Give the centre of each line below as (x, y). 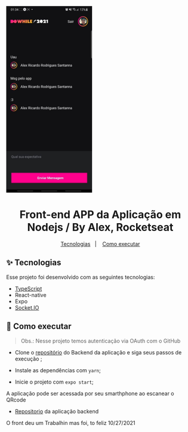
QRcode (16, 400)
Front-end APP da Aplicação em (100, 215)
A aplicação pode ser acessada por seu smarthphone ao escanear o (90, 393)
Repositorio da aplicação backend (57, 411)
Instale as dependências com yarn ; (58, 370)
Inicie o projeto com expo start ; (54, 382)
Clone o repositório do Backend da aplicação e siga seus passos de (98, 352)
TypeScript (28, 288)
